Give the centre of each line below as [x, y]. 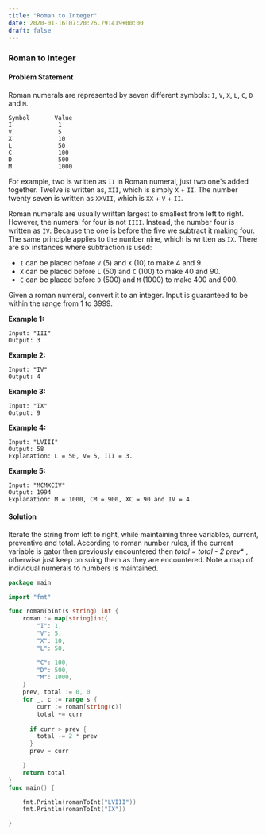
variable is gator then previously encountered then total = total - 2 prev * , [128, 551]
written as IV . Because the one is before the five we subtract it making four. [132, 230]
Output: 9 [25, 413]
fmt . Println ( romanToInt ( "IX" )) [74, 810]
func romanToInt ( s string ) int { [64, 611]
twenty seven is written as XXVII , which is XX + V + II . [96, 198]
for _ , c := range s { [60, 700]
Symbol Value [40, 118]
